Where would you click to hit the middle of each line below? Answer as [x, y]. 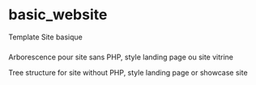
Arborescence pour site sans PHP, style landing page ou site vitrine [121, 57]
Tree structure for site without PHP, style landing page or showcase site [128, 72]
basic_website [58, 15]
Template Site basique [46, 37]
